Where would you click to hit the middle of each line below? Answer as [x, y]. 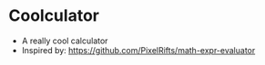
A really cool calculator [65, 41]
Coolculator [54, 16]
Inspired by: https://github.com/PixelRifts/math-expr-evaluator [138, 50]
